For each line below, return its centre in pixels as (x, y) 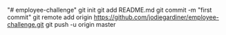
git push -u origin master (81, 24)
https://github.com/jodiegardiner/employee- (157, 17)
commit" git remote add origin (50, 17)
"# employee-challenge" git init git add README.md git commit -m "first (110, 10)
